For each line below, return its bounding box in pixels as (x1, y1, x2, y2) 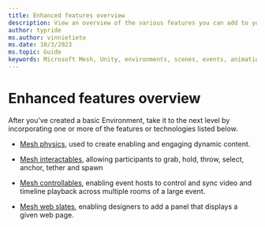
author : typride (8, 26, 62, 34)
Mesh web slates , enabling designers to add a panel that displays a (19, 202, 238, 211)
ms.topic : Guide (8, 48, 62, 56)
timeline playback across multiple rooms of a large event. (19, 186, 206, 195)
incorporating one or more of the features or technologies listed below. (8, 124, 238, 133)
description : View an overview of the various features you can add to (8, 19, 248, 27)
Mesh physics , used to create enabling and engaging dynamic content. (19, 139, 251, 148)
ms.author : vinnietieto (8, 33, 87, 42)
